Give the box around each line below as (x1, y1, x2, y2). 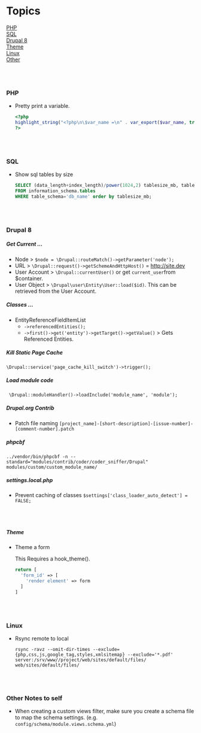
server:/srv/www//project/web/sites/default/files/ (14, 657, 147, 663)
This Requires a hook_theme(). (14, 555, 91, 562)
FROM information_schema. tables (14, 188, 96, 194)
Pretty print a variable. (14, 102, 70, 110)
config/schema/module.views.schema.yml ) (14, 720, 117, 728)
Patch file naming (14, 419, 58, 426)
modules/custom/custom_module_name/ (6, 464, 98, 470)
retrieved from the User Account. (14, 287, 97, 295)
